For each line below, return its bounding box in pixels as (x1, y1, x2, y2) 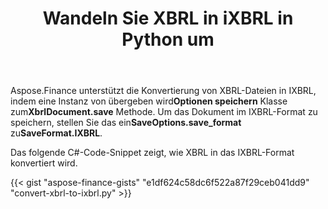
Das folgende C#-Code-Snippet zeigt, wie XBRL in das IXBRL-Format (10, 147, 295, 159)
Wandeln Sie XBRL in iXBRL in (42, 7, 294, 30)
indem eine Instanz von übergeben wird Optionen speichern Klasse (10, 95, 288, 107)
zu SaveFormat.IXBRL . (10, 127, 103, 139)
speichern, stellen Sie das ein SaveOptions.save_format (10, 117, 242, 129)
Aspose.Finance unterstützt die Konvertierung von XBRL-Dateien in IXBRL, (10, 85, 317, 97)
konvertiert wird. (10, 157, 78, 169)
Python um (121, 28, 215, 51)
